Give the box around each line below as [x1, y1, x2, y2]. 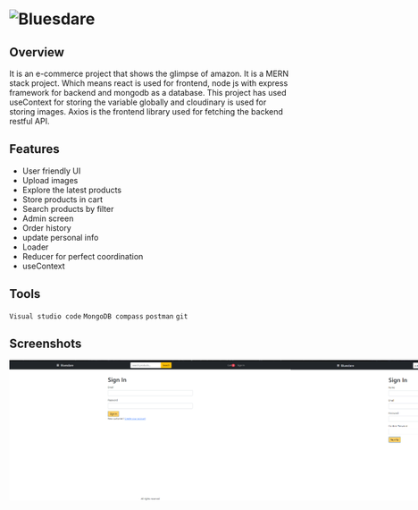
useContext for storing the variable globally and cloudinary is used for [9, 97, 267, 107]
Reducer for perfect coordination [21, 251, 144, 261]
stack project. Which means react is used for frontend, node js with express [9, 78, 288, 89]
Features [9, 141, 60, 157]
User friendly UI [21, 166, 81, 176]
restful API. [9, 116, 51, 126]
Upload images [21, 174, 79, 185]
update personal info [21, 232, 99, 242]
